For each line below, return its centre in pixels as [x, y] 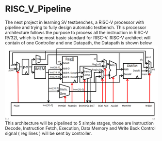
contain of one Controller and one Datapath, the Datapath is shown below [79, 42]
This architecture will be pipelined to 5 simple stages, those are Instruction [79, 123]
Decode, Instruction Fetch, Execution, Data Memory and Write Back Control [81, 128]
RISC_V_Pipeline [38, 9]
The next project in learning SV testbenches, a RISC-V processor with [75, 22]
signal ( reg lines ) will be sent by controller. [49, 133]
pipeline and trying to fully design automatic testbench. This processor [76, 27]
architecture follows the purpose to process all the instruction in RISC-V [77, 32]
